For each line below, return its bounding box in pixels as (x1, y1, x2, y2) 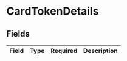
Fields (6, 29, 30, 39)
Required (50, 47, 78, 55)
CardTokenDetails (6, 4, 99, 18)
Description (83, 47, 118, 55)
